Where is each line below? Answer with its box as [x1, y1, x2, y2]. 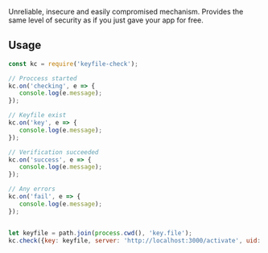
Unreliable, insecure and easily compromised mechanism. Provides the [8, 7, 244, 16]
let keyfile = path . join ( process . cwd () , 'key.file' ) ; [8, 229, 193, 237]
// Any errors [8, 185, 56, 194]
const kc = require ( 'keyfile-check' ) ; [8, 59, 138, 67]
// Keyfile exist [8, 112, 67, 120]
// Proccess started [8, 74, 78, 83]
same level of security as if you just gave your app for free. [8, 15, 204, 25]
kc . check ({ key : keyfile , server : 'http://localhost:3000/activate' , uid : [8, 236, 262, 244]
